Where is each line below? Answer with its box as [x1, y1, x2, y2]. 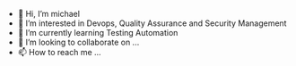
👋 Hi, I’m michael [17, 9, 81, 19]
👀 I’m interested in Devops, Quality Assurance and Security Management [17, 18, 287, 29]
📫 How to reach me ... [17, 47, 101, 57]
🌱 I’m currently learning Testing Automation [17, 28, 178, 37]
